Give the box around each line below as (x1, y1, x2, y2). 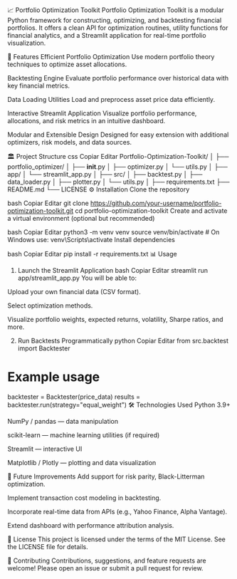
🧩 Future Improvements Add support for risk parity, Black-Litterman (7, 472, 205, 481)
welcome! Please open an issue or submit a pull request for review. (7, 563, 204, 572)
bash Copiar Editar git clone (7, 199, 89, 207)
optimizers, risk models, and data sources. (7, 138, 132, 146)
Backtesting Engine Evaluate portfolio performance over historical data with (7, 74, 229, 82)
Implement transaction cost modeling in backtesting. (7, 494, 162, 502)
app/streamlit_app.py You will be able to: (17, 273, 137, 282)
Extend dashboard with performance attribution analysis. (7, 521, 174, 529)
